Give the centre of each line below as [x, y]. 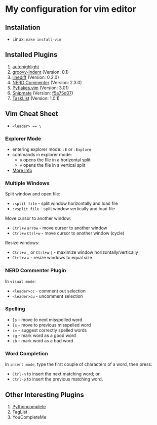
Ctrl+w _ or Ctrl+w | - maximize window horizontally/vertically [75, 252]
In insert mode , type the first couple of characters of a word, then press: [78, 364]
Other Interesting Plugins [45, 395]
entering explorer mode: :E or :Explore [52, 149]
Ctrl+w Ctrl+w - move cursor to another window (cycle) [68, 233]
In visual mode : [20, 281]
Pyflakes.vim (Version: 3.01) [40, 88]
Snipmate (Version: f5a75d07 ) [43, 93]
